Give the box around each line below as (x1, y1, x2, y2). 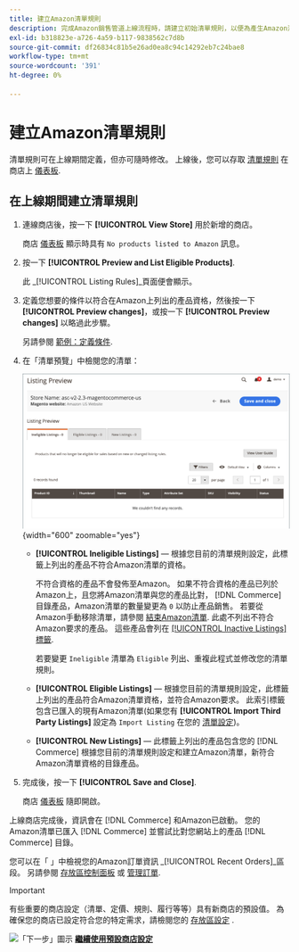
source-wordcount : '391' (9, 62, 101, 70)
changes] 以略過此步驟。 (21, 317, 116, 327)
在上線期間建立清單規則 (9, 194, 138, 209)
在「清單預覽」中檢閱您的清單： (21, 355, 140, 366)
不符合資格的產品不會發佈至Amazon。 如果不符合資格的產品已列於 (35, 578, 279, 589)
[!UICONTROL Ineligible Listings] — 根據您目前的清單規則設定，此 (35, 548, 280, 559)
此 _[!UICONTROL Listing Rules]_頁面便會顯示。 (21, 276, 198, 286)
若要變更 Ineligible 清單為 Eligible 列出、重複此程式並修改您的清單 (35, 652, 288, 664)
